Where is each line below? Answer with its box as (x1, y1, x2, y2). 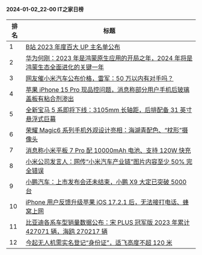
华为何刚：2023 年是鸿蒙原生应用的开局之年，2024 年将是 (25, 54, 193, 62)
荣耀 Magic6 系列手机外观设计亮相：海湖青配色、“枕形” (25, 126, 182, 134)
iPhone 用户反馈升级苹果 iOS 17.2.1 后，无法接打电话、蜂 (25, 198, 189, 206)
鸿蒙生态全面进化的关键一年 (25, 63, 104, 71)
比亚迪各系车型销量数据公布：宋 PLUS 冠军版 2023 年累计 (25, 218, 190, 227)
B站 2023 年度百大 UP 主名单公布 (25, 43, 121, 51)
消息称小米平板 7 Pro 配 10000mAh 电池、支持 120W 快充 (25, 146, 191, 155)
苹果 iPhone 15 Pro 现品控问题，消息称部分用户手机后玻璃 (25, 86, 190, 94)
